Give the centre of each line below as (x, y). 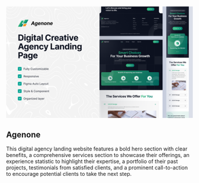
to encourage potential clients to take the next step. (69, 174)
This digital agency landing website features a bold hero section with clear (97, 149)
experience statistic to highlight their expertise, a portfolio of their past (92, 161)
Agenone (23, 134)
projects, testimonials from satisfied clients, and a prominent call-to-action (97, 168)
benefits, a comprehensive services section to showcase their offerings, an (98, 155)
